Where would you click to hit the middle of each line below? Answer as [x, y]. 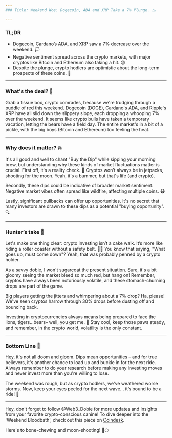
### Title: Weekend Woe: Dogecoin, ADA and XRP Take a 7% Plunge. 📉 [81, 10]
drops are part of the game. [34, 286]
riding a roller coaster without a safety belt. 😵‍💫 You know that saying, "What [85, 249]
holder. [13, 259]
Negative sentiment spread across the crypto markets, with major [82, 56]
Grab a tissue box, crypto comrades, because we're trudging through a [80, 103]
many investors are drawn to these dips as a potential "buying [71, 206]
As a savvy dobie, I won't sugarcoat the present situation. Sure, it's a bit [81, 270]
